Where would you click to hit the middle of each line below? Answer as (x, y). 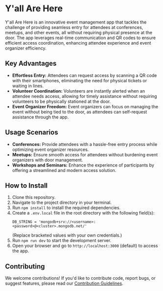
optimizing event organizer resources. (50, 149)
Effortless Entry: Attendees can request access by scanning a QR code (84, 75)
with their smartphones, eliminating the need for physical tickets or (80, 80)
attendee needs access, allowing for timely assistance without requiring (84, 96)
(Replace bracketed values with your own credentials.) (67, 235)
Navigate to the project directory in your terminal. (62, 203)
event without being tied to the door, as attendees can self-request (80, 112)
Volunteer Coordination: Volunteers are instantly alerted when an (79, 91)
